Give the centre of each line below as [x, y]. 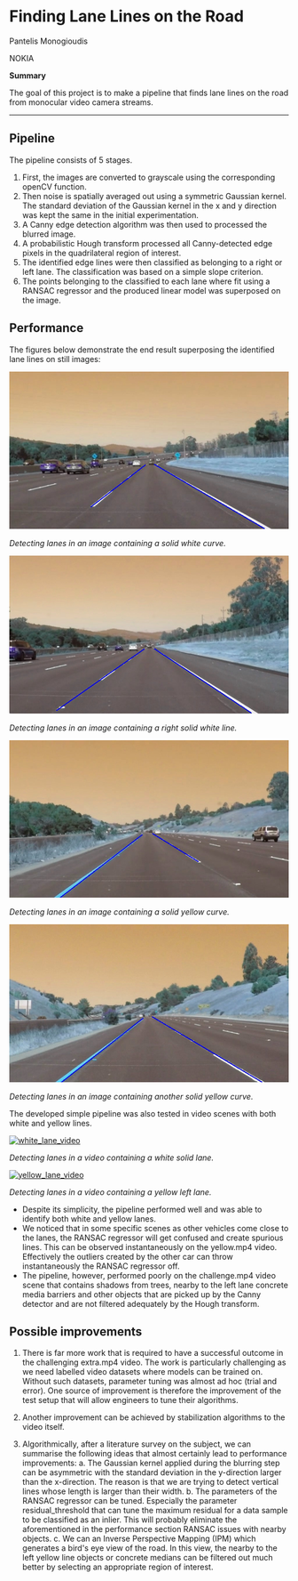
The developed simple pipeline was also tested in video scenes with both [143, 1113]
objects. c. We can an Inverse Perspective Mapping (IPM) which [139, 1539]
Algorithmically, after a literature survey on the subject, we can [136, 1444]
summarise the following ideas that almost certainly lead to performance [154, 1454]
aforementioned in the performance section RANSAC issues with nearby [154, 1529]
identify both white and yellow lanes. [89, 1218]
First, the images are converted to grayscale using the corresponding [149, 177]
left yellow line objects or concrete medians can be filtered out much [147, 1558]
